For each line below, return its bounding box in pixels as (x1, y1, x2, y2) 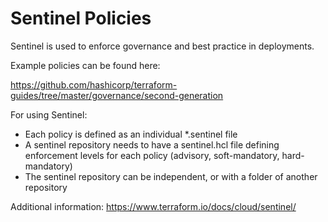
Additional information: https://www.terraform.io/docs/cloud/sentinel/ (10, 200, 297, 212)
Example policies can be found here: (10, 59, 161, 71)
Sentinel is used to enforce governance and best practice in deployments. (10, 40, 315, 52)
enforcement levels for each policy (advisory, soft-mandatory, (24, 149, 280, 161)
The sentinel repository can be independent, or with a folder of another (24, 170, 318, 182)
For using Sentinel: (10, 108, 88, 121)
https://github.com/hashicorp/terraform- (10, 78, 178, 91)
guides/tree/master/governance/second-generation (10, 89, 224, 101)
